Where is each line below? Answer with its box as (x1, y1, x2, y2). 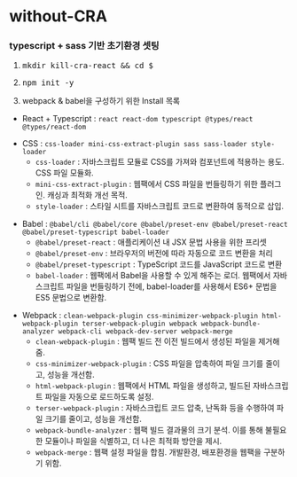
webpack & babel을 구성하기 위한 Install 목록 (21, 96, 180, 106)
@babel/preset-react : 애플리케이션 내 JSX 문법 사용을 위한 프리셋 (35, 237, 268, 247)
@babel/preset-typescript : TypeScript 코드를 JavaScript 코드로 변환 (35, 259, 283, 270)
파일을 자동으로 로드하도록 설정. (44, 392, 154, 403)
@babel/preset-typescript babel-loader (21, 228, 170, 237)
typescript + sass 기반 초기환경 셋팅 (9, 40, 160, 52)
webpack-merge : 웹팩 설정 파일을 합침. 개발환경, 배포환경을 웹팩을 (35, 447, 262, 457)
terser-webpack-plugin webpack (82, 319, 198, 329)
